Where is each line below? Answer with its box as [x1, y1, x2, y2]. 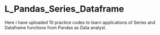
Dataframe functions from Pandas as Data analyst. [4, 24, 107, 30]
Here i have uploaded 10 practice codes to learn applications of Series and [4, 19, 156, 25]
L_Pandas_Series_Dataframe [4, 3, 125, 15]
